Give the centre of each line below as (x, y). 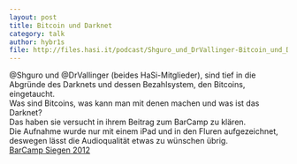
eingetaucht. (32, 94)
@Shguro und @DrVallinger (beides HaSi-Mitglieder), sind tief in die (133, 75)
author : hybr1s (37, 42)
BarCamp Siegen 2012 (50, 150)
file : (19, 50)
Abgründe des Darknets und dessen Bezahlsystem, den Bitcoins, (127, 85)
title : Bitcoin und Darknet (61, 26)
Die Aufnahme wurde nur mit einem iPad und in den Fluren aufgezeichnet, (144, 131)
